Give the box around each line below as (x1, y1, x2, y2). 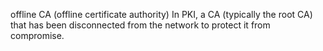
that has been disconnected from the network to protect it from (10, 19, 271, 31)
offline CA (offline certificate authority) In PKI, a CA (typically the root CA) (10, 9, 313, 20)
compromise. (10, 30, 65, 41)
